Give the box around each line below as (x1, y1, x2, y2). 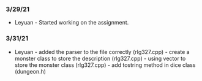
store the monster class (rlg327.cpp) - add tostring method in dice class (14, 61, 196, 69)
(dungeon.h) (14, 67, 47, 75)
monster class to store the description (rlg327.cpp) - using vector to (14, 55, 186, 62)
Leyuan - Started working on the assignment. (14, 19, 129, 26)
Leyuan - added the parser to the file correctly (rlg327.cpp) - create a (14, 48, 190, 55)
